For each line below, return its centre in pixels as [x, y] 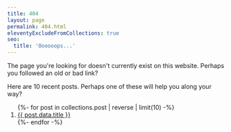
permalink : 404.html [37, 26]
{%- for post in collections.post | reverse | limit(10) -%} [96, 107]
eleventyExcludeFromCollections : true [63, 33]
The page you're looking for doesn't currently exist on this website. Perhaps [116, 66]
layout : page [26, 20]
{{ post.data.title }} [44, 115]
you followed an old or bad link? [53, 73]
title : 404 [23, 14]
